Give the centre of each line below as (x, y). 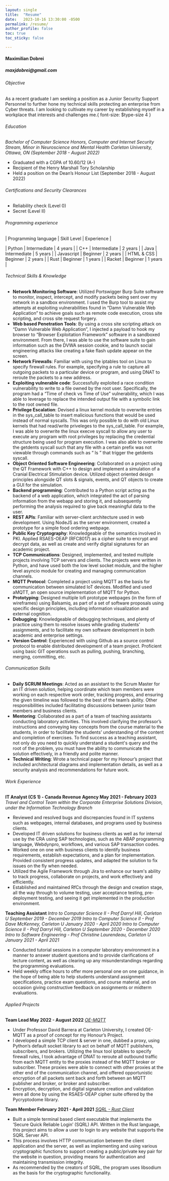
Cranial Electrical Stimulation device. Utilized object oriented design (83, 474)
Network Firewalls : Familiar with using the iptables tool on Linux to (82, 361)
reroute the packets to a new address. (52, 377)
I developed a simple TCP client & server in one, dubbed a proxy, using (86, 1041)
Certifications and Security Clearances (46, 190)
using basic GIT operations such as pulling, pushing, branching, (79, 651)
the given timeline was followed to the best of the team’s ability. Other (85, 700)
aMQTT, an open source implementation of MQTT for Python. (76, 592)
